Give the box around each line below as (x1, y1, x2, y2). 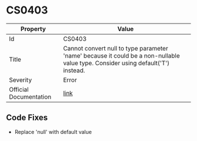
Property (20, 25, 46, 33)
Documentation (9, 92, 52, 100)
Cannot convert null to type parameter (63, 44, 168, 52)
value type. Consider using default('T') (63, 59, 170, 67)
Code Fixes (6, 113, 48, 123)
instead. (63, 66, 86, 74)
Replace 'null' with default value (14, 128, 92, 135)
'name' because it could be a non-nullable (63, 51, 180, 59)
